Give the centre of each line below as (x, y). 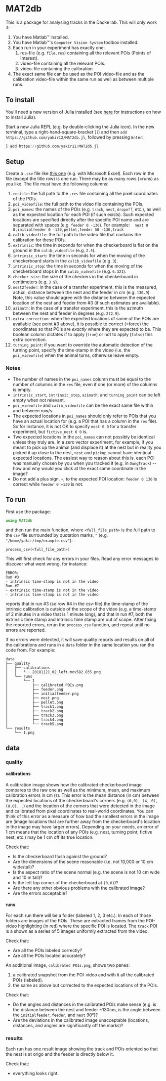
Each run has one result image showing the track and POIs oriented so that (82, 1049)
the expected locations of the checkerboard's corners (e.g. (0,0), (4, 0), (82, 800)
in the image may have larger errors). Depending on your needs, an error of (82, 826)
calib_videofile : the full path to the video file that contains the (77, 235)
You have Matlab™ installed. (41, 37)
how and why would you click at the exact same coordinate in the (79, 468)
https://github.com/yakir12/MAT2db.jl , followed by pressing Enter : (75, 137)
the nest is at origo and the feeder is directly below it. (60, 1054)
